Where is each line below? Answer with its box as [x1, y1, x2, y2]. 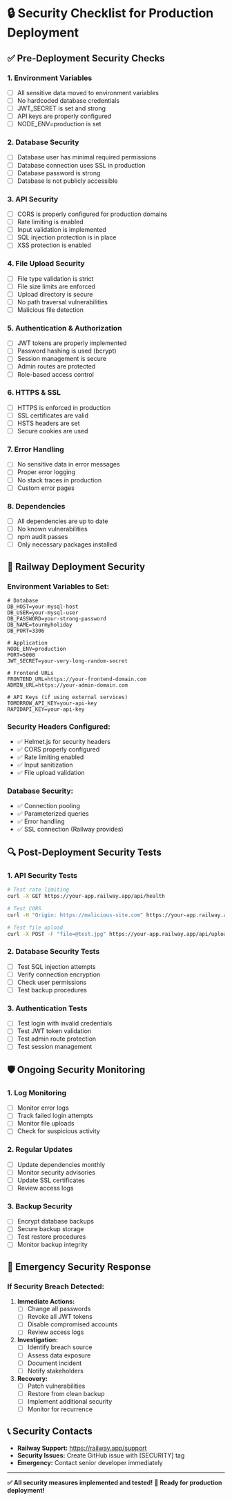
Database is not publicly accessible [17, 177, 118, 185]
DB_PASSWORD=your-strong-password [7, 615, 107, 622]
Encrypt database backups [17, 1217, 95, 1226]
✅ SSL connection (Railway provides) [17, 825, 124, 834]
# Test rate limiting [7, 886, 70, 894]
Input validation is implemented [17, 226, 107, 234]
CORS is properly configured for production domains [17, 210, 168, 218]
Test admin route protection [17, 1034, 97, 1043]
